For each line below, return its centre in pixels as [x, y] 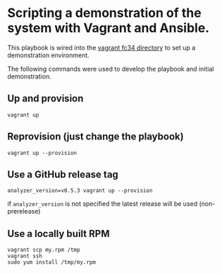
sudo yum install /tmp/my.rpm [52, 262]
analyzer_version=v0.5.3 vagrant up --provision [80, 191]
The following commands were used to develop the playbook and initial [111, 69]
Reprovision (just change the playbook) [96, 137]
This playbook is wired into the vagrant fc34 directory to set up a [101, 47]
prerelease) [24, 211]
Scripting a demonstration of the [105, 13]
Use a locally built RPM [58, 234]
